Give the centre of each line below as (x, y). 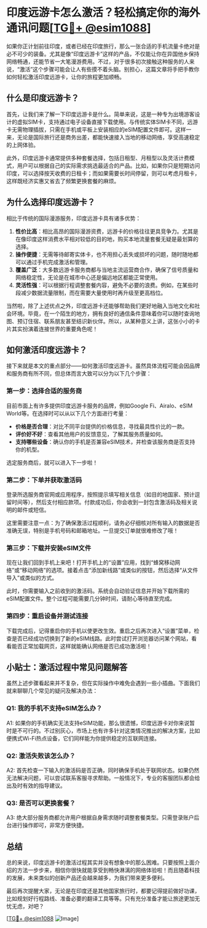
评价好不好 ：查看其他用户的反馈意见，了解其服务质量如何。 (91, 434)
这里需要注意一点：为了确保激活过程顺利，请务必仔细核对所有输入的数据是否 (103, 522)
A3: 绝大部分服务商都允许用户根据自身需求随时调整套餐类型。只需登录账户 (100, 817)
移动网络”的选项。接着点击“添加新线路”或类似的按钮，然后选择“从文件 (110, 570)
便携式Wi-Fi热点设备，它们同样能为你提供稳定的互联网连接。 (83, 738)
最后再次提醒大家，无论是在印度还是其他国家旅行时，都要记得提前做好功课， (103, 891)
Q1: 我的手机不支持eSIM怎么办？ (54, 709)
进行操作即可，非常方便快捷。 (49, 825)
